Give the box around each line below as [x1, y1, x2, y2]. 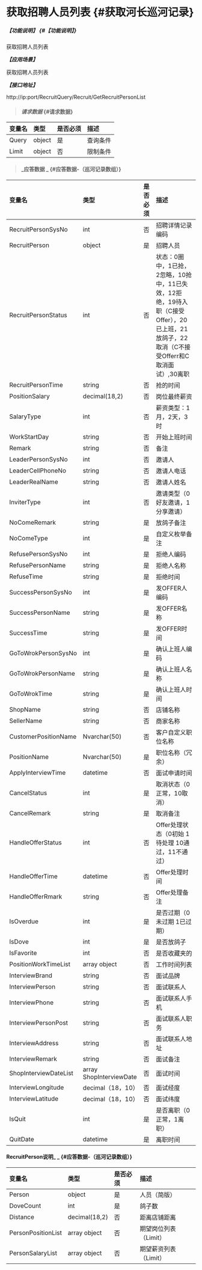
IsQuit [9, 1114, 26, 1123]
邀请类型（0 [156, 489, 191, 498]
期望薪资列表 [139, 1245, 176, 1253]
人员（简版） [139, 1191, 176, 1199]
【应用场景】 [6, 56, 38, 63]
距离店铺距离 [139, 1213, 176, 1221]
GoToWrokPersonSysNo [9, 649, 77, 657]
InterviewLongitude [9, 1083, 64, 1091]
